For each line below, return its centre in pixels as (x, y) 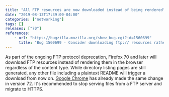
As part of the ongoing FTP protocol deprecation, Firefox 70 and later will (81, 57)
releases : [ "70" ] (23, 29)
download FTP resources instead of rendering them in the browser (74, 62)
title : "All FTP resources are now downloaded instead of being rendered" (85, 10)
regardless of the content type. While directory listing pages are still (75, 67)
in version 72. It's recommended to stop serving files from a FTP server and (83, 83)
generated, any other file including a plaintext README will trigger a (75, 73)
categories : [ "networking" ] (35, 19)
